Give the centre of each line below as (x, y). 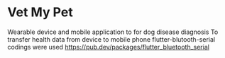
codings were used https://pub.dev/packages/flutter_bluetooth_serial (108, 47)
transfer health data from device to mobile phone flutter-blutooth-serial (111, 39)
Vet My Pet (40, 12)
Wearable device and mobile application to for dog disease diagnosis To (113, 32)
